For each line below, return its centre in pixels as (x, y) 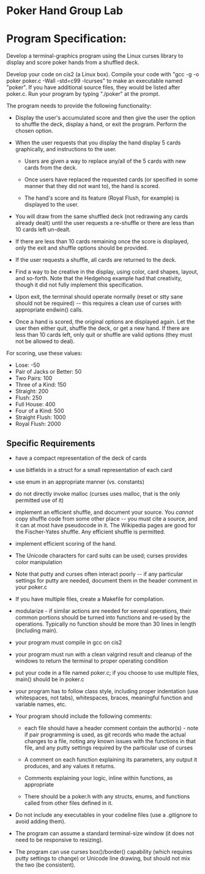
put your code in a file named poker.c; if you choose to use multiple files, (107, 672)
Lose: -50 (28, 365)
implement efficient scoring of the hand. (66, 543)
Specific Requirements (51, 443)
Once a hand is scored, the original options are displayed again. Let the (105, 322)
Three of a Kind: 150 (41, 385)
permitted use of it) (39, 500)
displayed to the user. (51, 205)
